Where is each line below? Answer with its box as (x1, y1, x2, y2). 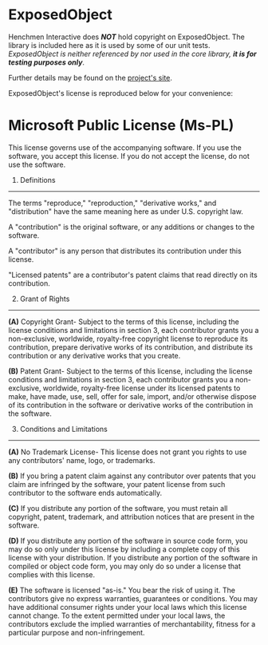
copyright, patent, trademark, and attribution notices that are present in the (8, 512, 255, 521)
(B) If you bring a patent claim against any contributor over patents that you (8, 471, 256, 481)
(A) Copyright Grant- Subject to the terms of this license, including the (8, 317, 239, 326)
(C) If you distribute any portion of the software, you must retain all (8, 503, 228, 512)
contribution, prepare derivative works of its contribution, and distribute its (8, 342, 254, 352)
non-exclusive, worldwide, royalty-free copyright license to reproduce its (8, 334, 249, 343)
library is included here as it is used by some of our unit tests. (8, 40, 211, 49)
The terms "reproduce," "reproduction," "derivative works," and (8, 198, 217, 208)
